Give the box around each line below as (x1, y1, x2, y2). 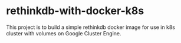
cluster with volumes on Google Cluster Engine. (6, 29, 122, 37)
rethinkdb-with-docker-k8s (6, 4, 144, 18)
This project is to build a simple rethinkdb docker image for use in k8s (6, 24, 176, 31)
